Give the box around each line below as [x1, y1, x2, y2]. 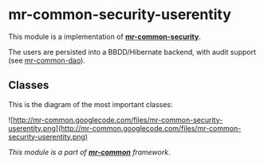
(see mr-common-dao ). [8, 56, 86, 65]
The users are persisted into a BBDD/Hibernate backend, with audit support [8, 47, 257, 56]
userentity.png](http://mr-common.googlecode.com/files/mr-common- [8, 123, 242, 132]
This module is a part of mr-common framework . [8, 147, 171, 156]
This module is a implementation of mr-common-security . [8, 32, 201, 41]
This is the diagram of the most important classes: [8, 99, 173, 109]
